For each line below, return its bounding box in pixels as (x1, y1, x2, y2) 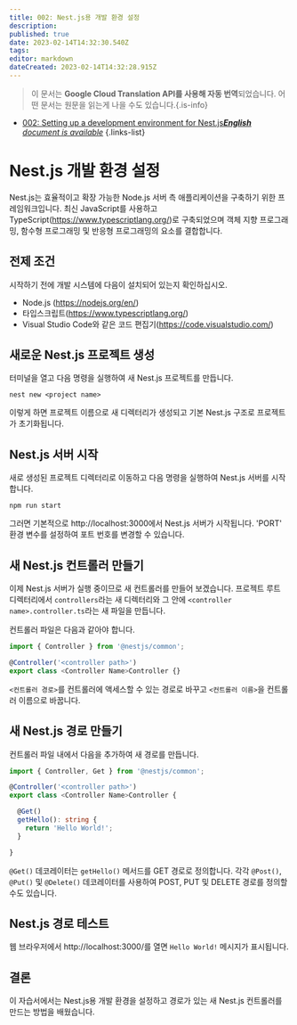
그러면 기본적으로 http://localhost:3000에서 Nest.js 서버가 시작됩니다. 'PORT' (9, 518, 283, 529)
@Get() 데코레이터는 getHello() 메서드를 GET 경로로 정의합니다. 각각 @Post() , (9, 865, 282, 876)
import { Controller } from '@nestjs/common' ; (9, 643, 185, 652)
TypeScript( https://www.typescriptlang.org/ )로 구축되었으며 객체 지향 (9, 214, 258, 225)
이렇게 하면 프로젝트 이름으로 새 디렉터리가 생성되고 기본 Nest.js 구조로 (9, 407, 255, 418)
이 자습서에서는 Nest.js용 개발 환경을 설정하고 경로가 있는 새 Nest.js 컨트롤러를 (9, 996, 283, 1006)
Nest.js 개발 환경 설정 (9, 161, 161, 181)
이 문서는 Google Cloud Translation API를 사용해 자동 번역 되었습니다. (30, 88, 277, 99)
